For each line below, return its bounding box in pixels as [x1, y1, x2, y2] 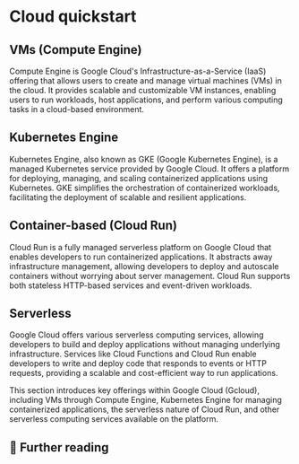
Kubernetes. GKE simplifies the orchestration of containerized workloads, [9, 182, 280, 193]
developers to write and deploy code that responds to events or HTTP [9, 358, 267, 369]
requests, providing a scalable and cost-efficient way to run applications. [9, 368, 278, 379]
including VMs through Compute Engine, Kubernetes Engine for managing [9, 395, 282, 406]
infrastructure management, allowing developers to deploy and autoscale [9, 260, 279, 271]
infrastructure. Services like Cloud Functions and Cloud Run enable [9, 348, 257, 360]
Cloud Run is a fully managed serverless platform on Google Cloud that [9, 241, 271, 252]
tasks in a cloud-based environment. [9, 104, 145, 114]
